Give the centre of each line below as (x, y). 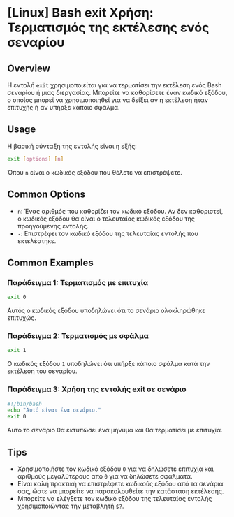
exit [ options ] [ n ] (36, 159)
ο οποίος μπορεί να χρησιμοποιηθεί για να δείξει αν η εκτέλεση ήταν (108, 100)
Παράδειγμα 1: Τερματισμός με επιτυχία (78, 282)
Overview (29, 68)
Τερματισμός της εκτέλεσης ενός (108, 28)
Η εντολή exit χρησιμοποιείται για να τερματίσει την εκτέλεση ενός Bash (115, 85)
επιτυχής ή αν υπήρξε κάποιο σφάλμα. (64, 107)
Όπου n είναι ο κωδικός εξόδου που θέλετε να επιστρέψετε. (95, 172)
